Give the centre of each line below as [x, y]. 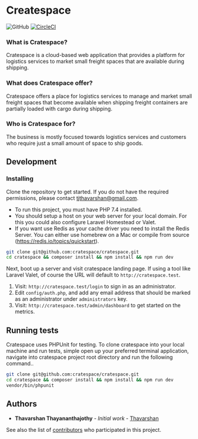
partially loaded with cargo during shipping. [59, 109]
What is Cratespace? [37, 42]
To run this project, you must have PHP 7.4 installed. [78, 209]
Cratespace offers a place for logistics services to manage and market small [99, 96]
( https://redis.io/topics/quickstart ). [57, 241]
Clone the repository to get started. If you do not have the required [87, 192]
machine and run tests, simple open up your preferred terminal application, [98, 351]
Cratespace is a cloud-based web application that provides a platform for [95, 55]
